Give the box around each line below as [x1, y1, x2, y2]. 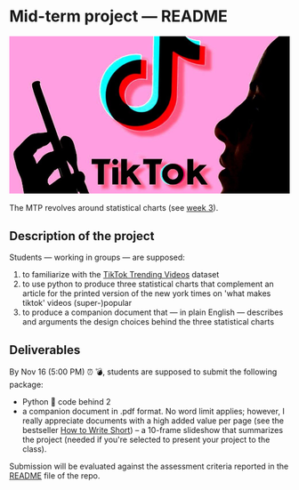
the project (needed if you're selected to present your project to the [21, 434, 271, 446]
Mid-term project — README [9, 6, 229, 27]
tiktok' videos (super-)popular [21, 298, 132, 309]
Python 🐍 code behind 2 [21, 397, 111, 407]
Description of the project [9, 229, 155, 244]
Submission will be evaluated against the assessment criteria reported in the [9, 461, 289, 472]
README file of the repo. [9, 470, 101, 481]
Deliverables [9, 342, 81, 357]
